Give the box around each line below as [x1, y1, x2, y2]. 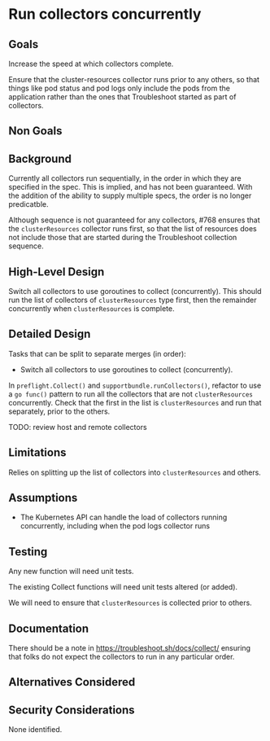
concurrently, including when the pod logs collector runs [20, 521, 210, 531]
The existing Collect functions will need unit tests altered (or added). [8, 582, 238, 592]
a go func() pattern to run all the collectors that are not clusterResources [8, 388, 254, 399]
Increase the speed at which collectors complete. [8, 59, 174, 68]
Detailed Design [8, 327, 91, 341]
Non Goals [8, 124, 63, 138]
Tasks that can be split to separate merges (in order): [8, 349, 187, 358]
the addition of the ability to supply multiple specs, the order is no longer [8, 191, 252, 200]
